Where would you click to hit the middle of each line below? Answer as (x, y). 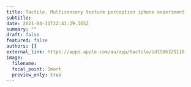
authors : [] (21, 47)
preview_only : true (37, 75)
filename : (24, 63)
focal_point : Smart (37, 69)
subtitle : (19, 18)
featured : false (27, 40)
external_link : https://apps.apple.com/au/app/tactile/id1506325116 (95, 52)
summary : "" (21, 29)
